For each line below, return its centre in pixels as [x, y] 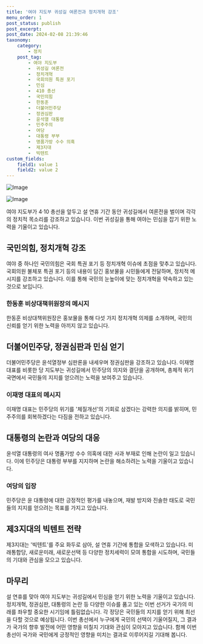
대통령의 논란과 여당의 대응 [53, 438]
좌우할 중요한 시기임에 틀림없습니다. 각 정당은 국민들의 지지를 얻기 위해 [101, 612]
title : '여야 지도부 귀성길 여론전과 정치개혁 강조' [63, 12]
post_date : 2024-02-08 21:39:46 [47, 35]
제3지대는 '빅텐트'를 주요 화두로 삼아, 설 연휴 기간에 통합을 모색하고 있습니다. [97, 545]
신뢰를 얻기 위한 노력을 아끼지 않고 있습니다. [58, 326]
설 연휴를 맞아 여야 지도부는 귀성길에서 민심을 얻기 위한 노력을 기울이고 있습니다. [101, 597]
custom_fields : [25, 159]
